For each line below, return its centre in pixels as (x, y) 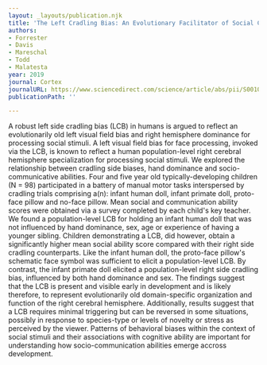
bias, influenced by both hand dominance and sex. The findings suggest (126, 278)
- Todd (19, 60)
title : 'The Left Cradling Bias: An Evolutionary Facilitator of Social (131, 23)
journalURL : (28, 89)
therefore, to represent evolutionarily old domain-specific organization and (130, 295)
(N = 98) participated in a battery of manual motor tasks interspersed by (126, 185)
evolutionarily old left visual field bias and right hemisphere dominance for (130, 135)
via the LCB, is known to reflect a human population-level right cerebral (125, 152)
